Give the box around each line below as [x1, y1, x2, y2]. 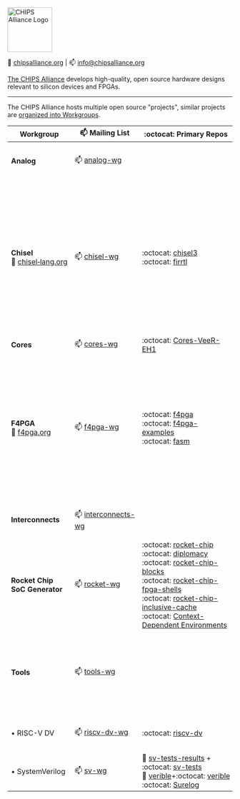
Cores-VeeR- [173, 336, 220, 345]
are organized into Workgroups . [7, 111, 101, 119]
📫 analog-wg [74, 155, 122, 165]
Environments [181, 620, 227, 630]
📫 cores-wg [74, 338, 119, 348]
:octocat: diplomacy [141, 549, 209, 558]
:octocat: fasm [141, 436, 191, 446]
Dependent [141, 620, 180, 630]
